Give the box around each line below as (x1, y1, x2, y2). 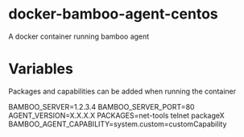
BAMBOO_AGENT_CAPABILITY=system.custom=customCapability (8, 118, 227, 129)
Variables (8, 60, 74, 78)
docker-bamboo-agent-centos (8, 5, 219, 23)
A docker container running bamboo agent (8, 31, 150, 41)
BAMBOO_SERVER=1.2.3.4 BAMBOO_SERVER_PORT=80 (8, 102, 195, 111)
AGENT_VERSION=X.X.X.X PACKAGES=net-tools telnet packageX (8, 110, 225, 120)
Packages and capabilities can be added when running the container (8, 86, 236, 96)
